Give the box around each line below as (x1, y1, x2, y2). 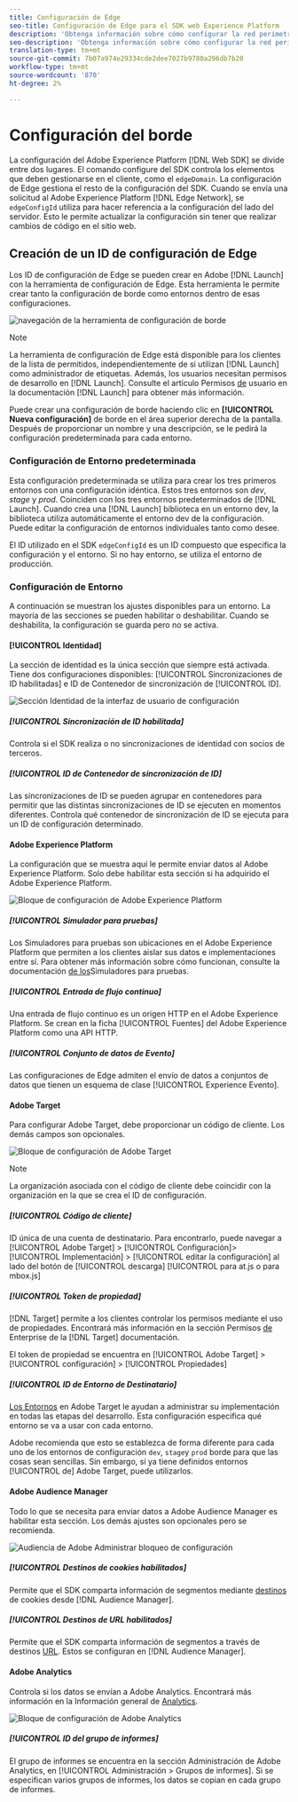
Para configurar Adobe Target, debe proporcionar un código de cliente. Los (9, 1119, 286, 1130)
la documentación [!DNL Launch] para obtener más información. (9, 387, 245, 398)
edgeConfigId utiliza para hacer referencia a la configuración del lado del (9, 202, 274, 212)
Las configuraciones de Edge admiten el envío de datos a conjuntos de (9, 1071, 269, 1081)
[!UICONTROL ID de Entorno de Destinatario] (9, 1379, 177, 1389)
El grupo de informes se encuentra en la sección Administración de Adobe (9, 1755, 281, 1766)
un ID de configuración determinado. (9, 818, 144, 830)
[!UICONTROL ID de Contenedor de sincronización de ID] (9, 768, 223, 778)
